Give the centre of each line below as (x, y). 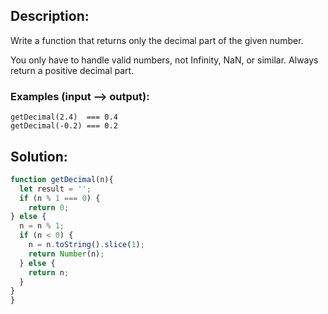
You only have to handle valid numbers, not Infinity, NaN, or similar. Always (164, 60)
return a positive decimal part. (72, 70)
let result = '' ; (55, 189)
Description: (50, 16)
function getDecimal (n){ (62, 179)
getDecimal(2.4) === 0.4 (64, 117)
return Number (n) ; (66, 254)
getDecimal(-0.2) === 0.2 (64, 126)
